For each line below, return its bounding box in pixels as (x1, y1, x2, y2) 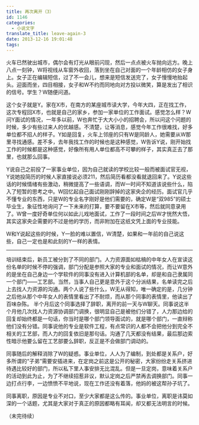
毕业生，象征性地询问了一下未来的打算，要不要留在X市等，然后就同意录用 (6, 202, 187, 210)
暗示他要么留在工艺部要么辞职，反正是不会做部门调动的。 (11, 337, 152, 344)
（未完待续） (6, 412, 37, 419)
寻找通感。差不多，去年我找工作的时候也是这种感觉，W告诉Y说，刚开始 (11, 138, 187, 145)
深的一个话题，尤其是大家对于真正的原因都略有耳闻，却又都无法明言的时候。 (6, 399, 193, 407)
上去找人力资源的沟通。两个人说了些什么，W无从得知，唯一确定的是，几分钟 (6, 286, 193, 293)
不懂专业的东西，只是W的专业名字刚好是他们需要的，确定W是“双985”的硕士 (6, 195, 191, 202)
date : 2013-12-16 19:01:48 (6, 36, 73, 42)
